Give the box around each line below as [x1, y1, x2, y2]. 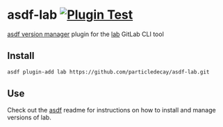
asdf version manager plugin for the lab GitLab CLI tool [7, 30, 165, 38]
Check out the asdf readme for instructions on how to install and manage [7, 106, 217, 115]
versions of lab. [7, 113, 52, 121]
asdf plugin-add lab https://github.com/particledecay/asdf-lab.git [7, 68, 210, 76]
